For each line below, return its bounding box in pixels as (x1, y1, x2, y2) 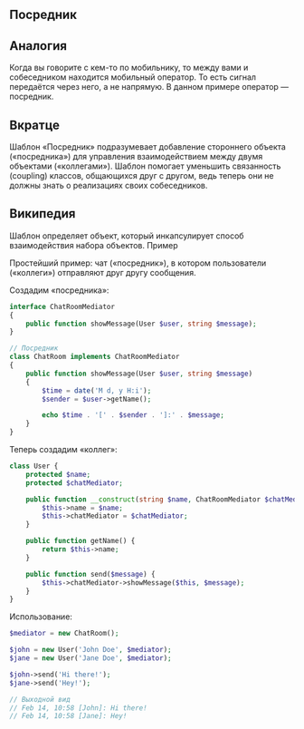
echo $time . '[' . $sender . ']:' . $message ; (42, 411, 224, 420)
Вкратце (9, 117, 61, 132)
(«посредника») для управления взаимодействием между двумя (9, 151, 263, 162)
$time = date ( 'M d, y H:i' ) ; (42, 385, 152, 395)
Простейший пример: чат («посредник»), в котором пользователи (9, 258, 267, 268)
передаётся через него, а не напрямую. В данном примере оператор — (9, 82, 290, 92)
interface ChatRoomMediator (9, 302, 116, 311)
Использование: (9, 611, 72, 622)
